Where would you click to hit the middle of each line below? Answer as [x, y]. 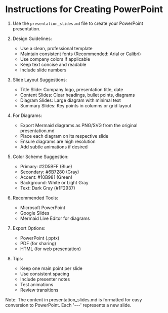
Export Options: [29, 228]
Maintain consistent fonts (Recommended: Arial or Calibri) [80, 54]
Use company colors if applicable [55, 59]
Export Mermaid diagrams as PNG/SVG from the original [79, 125]
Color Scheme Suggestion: [40, 156]
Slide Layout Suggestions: [40, 80]
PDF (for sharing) [38, 243]
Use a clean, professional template [56, 48]
